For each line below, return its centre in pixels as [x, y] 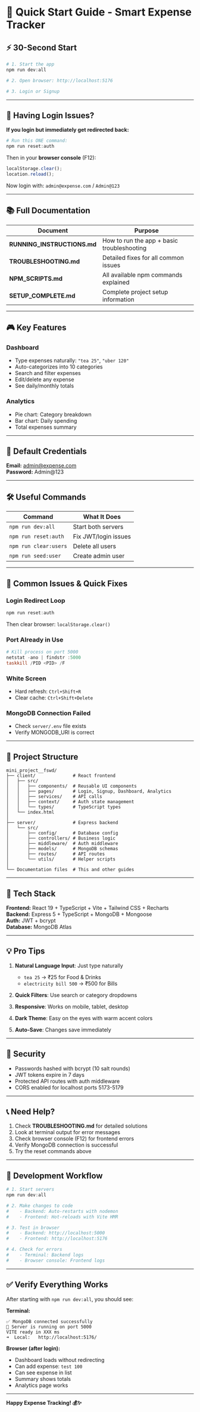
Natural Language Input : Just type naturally [69, 965]
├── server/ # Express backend [62, 823]
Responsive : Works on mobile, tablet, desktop [72, 1007]
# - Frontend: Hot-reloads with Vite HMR [62, 1217]
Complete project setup [135, 292]
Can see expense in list [43, 1372]
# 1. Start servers [30, 1190]
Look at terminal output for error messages [68, 1132]
